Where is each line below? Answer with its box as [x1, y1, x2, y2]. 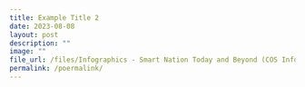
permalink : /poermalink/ [9, 64, 103, 73]
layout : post [9, 30, 59, 39]
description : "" [9, 38, 71, 48]
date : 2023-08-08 [9, 22, 75, 31]
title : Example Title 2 [9, 13, 100, 23]
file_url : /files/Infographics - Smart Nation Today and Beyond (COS [9, 55, 279, 64]
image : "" [9, 47, 47, 56]
